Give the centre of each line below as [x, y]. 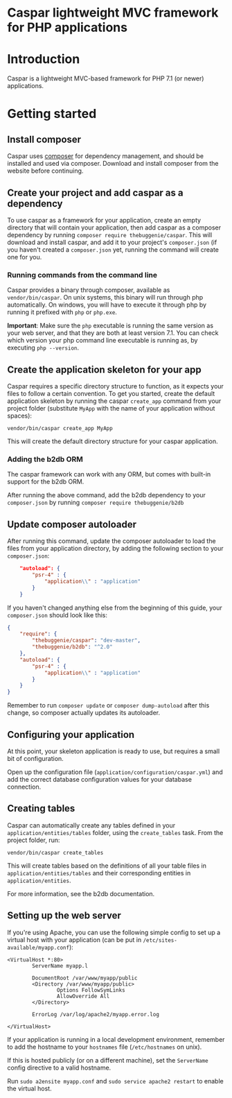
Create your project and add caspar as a [95, 192]
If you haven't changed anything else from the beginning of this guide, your [115, 608]
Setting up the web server [64, 916]
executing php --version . [43, 348]
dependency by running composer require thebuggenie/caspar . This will [110, 234]
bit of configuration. [35, 758]
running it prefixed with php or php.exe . [62, 312]
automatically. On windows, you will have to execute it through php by [107, 305]
